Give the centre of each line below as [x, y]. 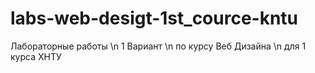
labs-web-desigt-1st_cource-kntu [154, 18]
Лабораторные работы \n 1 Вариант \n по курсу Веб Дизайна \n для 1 [158, 46]
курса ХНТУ [36, 56]
